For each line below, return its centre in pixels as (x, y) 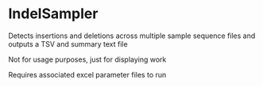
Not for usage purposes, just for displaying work (87, 59)
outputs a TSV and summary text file (68, 43)
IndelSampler (53, 14)
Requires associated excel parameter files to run (87, 74)
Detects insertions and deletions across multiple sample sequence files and (132, 36)
